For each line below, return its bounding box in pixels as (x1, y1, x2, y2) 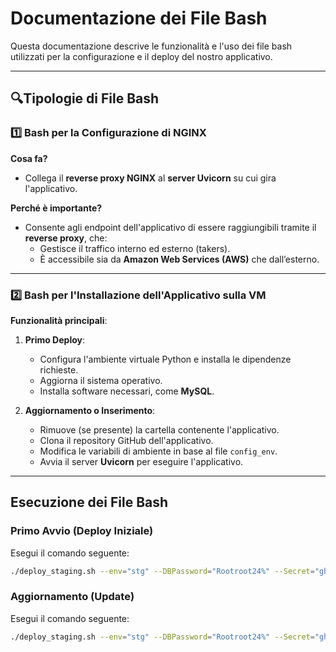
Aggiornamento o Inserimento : (24, 404, 156, 416)
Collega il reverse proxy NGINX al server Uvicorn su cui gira (24, 172, 277, 184)
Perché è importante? (10, 202, 103, 214)
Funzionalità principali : (10, 314, 108, 326)
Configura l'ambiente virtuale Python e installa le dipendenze (39, 353, 292, 365)
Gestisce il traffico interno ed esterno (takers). (39, 242, 231, 254)
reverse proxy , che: (24, 232, 108, 244)
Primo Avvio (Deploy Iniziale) (10, 524, 154, 538)
